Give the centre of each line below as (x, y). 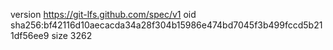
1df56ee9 (30, 35)
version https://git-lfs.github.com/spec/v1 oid (103, 14)
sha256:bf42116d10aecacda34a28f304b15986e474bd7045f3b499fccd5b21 (166, 25)
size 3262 (72, 35)
